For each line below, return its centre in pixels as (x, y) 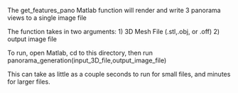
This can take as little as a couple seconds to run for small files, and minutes (119, 74)
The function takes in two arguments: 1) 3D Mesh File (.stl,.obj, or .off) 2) (114, 32)
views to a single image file (47, 18)
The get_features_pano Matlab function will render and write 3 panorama (114, 10)
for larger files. (29, 82)
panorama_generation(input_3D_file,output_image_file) (87, 60)
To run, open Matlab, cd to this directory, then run (80, 53)
